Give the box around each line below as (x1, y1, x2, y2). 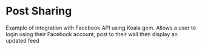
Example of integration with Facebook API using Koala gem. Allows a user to (5, 24, 197, 31)
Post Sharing (5, 4, 72, 18)
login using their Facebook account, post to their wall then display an (5, 30, 178, 37)
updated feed (5, 37, 40, 44)
